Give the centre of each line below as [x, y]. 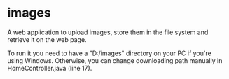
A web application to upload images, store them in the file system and [108, 32]
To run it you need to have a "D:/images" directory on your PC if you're [109, 53]
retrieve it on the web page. [47, 39]
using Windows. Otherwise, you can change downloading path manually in [115, 60]
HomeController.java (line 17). [50, 68]
